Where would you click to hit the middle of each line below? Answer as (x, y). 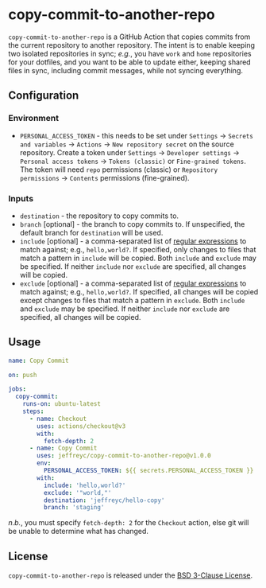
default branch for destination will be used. (91, 232)
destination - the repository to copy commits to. (99, 216)
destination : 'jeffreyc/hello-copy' (104, 500)
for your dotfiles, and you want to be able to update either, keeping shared (130, 62)
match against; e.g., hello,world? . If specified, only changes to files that (138, 249)
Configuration (44, 96)
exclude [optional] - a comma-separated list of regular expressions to (133, 283)
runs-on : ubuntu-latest (62, 404)
